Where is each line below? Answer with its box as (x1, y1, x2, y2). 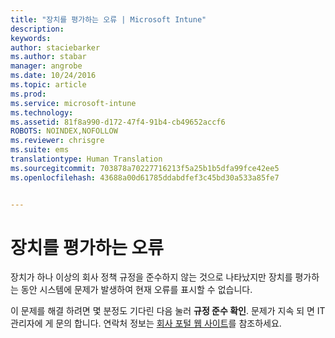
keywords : (10, 33, 52, 43)
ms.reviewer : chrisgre (10, 136, 105, 146)
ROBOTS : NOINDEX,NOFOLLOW (10, 126, 118, 136)
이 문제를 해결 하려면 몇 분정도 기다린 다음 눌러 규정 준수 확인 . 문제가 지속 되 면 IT (10, 305, 326, 317)
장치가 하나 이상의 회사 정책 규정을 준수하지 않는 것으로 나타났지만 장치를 (10, 271, 293, 283)
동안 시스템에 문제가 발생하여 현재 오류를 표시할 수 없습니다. (20, 284, 253, 296)
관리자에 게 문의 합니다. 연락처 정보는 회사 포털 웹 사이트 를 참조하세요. (10, 317, 282, 330)
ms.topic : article (10, 80, 87, 90)
